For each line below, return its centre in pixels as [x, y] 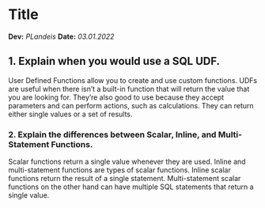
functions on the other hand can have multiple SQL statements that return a [131, 187]
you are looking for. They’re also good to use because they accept [116, 97]
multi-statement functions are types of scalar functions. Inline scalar [119, 170]
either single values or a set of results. [70, 114]
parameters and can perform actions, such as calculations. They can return [131, 105]
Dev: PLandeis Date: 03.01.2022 [61, 36]
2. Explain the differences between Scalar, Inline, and [112, 134]
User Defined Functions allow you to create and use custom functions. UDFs [133, 80]
